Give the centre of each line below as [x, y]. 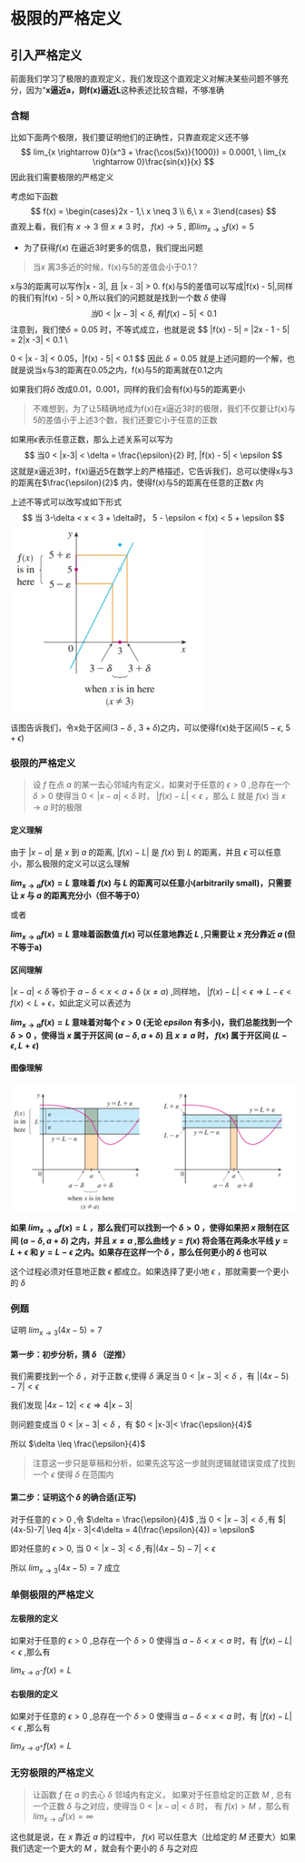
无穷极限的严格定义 [52, 1773]
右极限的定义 [34, 1694]
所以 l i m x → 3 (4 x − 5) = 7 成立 [65, 1569]
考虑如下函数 [34, 197]
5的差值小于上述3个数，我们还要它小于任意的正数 [125, 420]
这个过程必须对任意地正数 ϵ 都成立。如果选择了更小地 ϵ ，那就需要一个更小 [150, 1271]
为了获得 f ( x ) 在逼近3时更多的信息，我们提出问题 [113, 248]
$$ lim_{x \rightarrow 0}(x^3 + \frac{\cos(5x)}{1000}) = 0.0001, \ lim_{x [153, 152]
